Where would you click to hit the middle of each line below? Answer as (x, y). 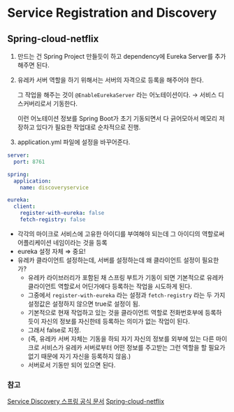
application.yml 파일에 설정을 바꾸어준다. (74, 142)
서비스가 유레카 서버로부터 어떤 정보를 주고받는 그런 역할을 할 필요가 (133, 347)
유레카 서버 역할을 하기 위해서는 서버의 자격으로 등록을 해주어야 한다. (110, 80)
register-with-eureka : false (62, 213)
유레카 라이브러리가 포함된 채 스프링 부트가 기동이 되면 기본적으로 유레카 (126, 277)
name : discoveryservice (54, 187)
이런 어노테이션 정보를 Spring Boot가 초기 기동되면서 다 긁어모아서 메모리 (117, 118)
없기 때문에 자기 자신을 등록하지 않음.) (79, 356)
